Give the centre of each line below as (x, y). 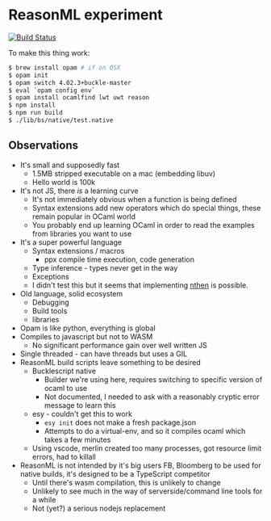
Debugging (51, 302)
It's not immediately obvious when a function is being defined (134, 199)
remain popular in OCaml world (83, 216)
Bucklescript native (64, 371)
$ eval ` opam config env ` (52, 90)
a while (44, 499)
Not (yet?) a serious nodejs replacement (99, 508)
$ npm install (32, 105)
